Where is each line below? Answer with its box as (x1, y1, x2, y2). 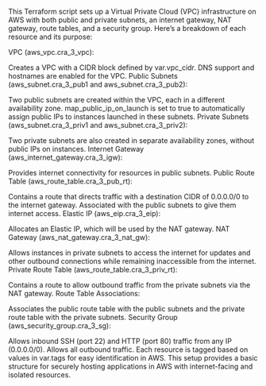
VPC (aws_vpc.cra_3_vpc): (8, 48, 94, 56)
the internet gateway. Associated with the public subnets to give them (8, 200, 237, 210)
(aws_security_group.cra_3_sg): (8, 321, 111, 330)
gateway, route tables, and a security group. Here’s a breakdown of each (8, 24, 246, 33)
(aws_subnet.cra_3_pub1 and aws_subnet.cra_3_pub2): (8, 79, 188, 89)
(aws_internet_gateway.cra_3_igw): (8, 152, 123, 162)
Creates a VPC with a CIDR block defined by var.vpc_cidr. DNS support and (8, 63, 255, 72)
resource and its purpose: (8, 32, 93, 41)
